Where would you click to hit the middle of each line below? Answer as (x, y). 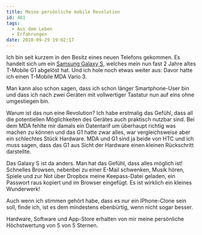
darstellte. (19, 151)
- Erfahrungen (29, 35)
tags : (13, 23)
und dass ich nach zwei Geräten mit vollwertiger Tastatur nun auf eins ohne (100, 95)
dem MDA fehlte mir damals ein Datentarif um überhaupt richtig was (91, 126)
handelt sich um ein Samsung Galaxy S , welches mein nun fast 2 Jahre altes (101, 64)
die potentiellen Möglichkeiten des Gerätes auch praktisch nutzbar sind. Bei (100, 119)
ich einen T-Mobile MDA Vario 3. (47, 77)
